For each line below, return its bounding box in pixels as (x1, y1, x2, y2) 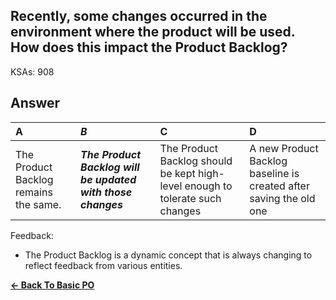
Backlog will (80, 160, 140, 174)
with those (80, 185, 133, 199)
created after (249, 179, 310, 193)
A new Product (249, 141, 319, 155)
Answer (10, 95, 61, 112)
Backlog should (159, 154, 233, 168)
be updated (80, 172, 137, 186)
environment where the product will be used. (10, 24, 296, 41)
